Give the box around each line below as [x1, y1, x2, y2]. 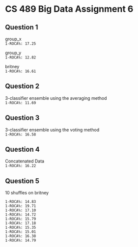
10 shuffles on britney [5, 190, 49, 196]
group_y [5, 50, 22, 55]
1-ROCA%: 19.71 [5, 204, 36, 209]
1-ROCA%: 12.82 [5, 55, 36, 60]
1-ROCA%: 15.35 [5, 225, 36, 230]
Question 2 [5, 82, 40, 90]
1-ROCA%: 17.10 [5, 208, 36, 213]
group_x [5, 36, 22, 42]
